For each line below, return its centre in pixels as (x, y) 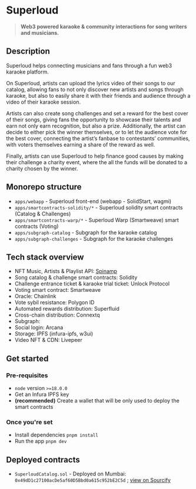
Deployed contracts (43, 460)
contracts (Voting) (36, 226)
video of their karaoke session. (44, 102)
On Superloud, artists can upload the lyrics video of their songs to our (91, 83)
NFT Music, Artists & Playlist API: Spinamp (66, 271)
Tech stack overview (45, 257)
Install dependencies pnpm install (56, 435)
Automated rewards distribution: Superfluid (67, 309)
